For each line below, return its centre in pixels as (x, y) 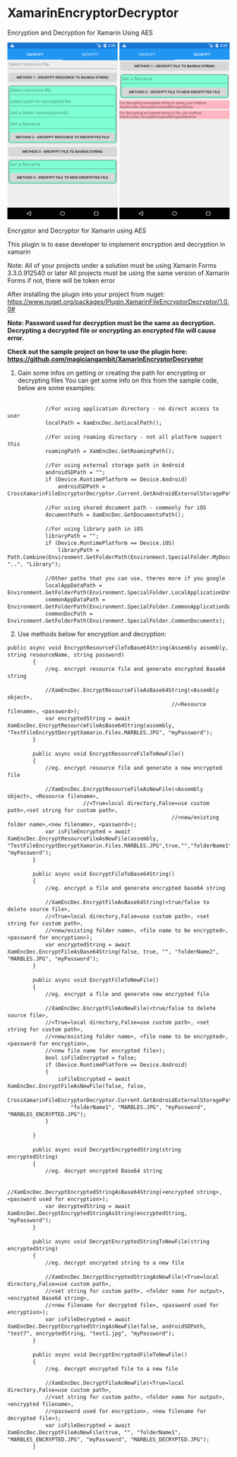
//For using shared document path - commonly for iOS (126, 508)
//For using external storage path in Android (115, 465)
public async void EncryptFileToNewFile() (96, 980)
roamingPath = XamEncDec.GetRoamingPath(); (110, 451)
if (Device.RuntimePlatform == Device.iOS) (110, 543)
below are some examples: (56, 387)
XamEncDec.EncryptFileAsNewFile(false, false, (77, 1086)
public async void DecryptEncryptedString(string (107, 1149)
